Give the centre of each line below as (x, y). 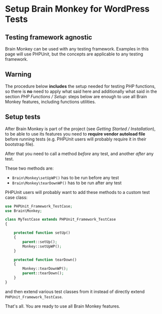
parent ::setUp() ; (40, 242)
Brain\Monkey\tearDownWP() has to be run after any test (67, 183)
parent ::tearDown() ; (43, 273)
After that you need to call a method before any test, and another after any (79, 154)
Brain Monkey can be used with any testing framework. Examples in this (77, 49)
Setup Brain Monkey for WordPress (77, 9)
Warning (18, 75)
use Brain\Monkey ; (24, 211)
